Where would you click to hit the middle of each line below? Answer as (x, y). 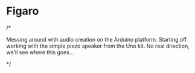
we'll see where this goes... (40, 52)
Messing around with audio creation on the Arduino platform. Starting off (97, 39)
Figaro (23, 11)
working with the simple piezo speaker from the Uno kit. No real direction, (98, 46)
